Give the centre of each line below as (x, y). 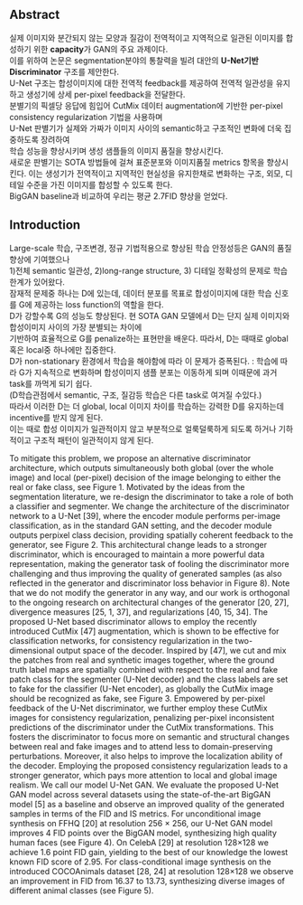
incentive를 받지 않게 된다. (56, 417)
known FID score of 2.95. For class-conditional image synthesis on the (141, 862)
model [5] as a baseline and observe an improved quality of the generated (147, 804)
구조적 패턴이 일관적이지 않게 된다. (93, 440)
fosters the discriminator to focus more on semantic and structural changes (150, 737)
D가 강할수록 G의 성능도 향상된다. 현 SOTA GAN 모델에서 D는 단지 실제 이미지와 (150, 316)
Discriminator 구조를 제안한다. (64, 71)
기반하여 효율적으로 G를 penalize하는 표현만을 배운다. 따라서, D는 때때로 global (149, 338)
